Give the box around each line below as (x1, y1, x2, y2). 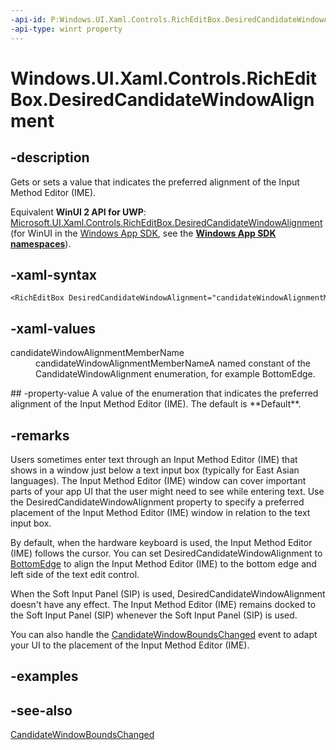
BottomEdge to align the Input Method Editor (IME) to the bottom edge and (10, 557, 317, 570)
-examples (10, 668, 79, 685)
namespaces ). (10, 237, 72, 250)
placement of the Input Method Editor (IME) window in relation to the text (10, 506, 311, 518)
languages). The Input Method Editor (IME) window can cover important (10, 474, 307, 486)
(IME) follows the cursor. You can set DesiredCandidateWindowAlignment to (10, 547, 323, 559)
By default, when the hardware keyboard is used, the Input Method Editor (10, 536, 313, 548)
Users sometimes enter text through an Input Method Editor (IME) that (10, 453, 298, 465)
